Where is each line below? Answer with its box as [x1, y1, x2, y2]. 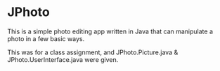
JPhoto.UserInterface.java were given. [7, 55, 119, 63]
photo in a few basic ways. [7, 34, 85, 42]
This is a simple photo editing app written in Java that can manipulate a [7, 27, 213, 35]
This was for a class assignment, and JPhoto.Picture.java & [7, 48, 179, 56]
